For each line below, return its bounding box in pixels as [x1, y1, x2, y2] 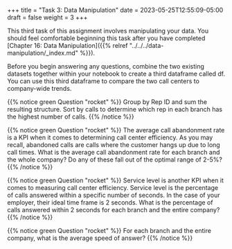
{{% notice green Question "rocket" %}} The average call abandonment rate [7, 126, 225, 134]
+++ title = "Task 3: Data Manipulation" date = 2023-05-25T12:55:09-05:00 [7, 6, 224, 14]
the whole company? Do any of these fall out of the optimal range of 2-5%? [7, 155, 223, 164]
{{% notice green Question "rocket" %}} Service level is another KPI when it [7, 176, 224, 184]
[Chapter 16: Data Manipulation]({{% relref [7, 42, 128, 49]
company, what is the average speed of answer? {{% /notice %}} [7, 234, 193, 242]
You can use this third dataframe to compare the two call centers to [7, 77, 199, 85]
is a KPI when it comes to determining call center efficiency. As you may [7, 133, 213, 141]
